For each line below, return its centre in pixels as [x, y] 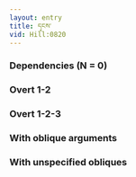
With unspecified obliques [68, 162]
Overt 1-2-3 [35, 114]
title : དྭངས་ [31, 26]
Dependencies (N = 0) [59, 66]
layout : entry [36, 18]
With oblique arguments [63, 138]
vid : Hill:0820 [38, 34]
